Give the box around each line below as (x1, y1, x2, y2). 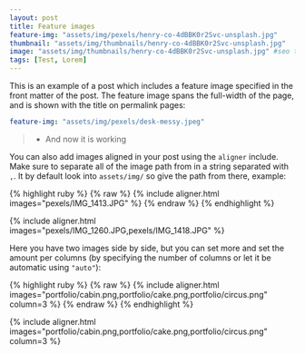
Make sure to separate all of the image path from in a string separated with (9, 161, 289, 172)
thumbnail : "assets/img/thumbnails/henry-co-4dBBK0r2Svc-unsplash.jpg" (9, 38, 286, 48)
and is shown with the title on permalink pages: (9, 100, 186, 110)
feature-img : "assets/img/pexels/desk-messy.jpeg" (9, 117, 205, 126)
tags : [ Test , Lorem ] (9, 55, 88, 64)
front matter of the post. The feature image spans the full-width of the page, (9, 90, 295, 101)
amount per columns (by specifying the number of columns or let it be (9, 251, 271, 263)
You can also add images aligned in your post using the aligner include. (9, 151, 279, 162)
